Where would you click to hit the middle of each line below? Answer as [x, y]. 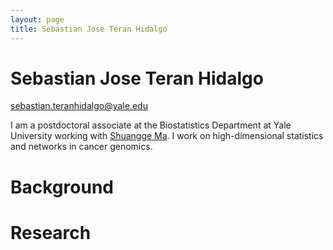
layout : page [37, 19]
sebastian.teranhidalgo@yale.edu [79, 106]
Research [51, 232]
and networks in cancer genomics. [81, 147]
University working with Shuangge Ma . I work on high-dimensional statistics [167, 136]
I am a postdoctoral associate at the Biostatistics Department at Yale [151, 125]
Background [62, 187]
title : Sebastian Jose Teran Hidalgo [89, 29]
